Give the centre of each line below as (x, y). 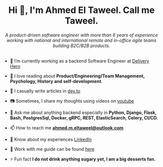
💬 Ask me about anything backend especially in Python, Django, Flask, (83, 112)
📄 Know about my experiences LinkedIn (51, 139)
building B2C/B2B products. (81, 45)
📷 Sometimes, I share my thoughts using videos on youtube (72, 101)
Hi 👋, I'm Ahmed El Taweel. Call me (81, 10)
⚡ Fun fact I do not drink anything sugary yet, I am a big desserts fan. (83, 159)
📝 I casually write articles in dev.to (45, 91)
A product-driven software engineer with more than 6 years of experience (81, 35)
